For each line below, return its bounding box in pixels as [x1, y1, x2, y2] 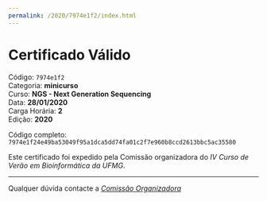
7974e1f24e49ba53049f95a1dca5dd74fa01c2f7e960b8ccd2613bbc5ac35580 [8, 138, 237, 146]
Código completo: [8, 129, 68, 139]
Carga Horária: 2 [8, 106, 63, 115]
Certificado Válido [8, 45, 131, 64]
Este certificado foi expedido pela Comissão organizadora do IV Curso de [8, 152, 249, 161]
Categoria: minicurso [8, 80, 79, 90]
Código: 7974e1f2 [8, 72, 65, 82]
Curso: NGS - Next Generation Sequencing [8, 89, 152, 99]
